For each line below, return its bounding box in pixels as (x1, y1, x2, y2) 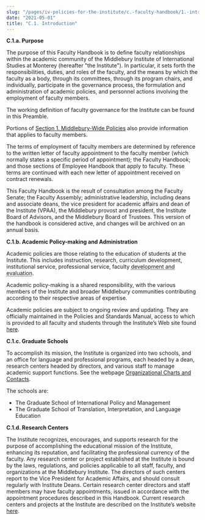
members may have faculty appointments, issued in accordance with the (6, 488, 189, 496)
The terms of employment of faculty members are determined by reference (6, 143, 196, 150)
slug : (6, 9, 20, 15)
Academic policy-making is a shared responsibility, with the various (6, 281, 176, 289)
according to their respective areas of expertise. (6, 294, 128, 302)
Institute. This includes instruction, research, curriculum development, (6, 256, 182, 264)
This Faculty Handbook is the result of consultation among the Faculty (6, 187, 183, 195)
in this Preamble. (6, 113, 49, 120)
